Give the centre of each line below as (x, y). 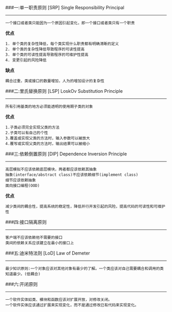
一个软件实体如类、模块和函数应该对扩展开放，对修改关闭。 (59, 300)
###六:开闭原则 (21, 284)
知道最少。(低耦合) (23, 274)
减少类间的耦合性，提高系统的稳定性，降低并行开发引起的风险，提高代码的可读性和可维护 (85, 206)
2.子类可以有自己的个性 (27, 133)
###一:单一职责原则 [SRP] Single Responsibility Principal (65, 7)
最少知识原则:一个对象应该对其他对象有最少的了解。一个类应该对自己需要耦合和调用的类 (84, 268)
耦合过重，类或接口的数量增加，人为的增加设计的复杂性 (55, 81)
